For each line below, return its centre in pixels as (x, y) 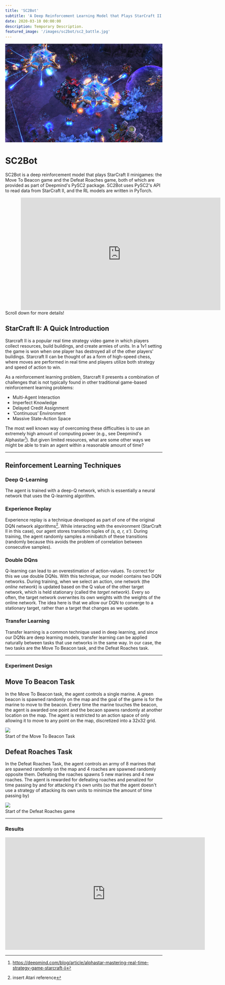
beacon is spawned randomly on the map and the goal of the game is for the (84, 699)
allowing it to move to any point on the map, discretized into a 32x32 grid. (81, 720)
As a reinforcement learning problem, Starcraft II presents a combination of (82, 377)
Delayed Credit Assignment (40, 408)
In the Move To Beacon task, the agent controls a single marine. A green (79, 694)
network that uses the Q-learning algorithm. (50, 496)
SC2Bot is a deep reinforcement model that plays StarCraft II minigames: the (84, 175)
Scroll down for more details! (35, 313)
